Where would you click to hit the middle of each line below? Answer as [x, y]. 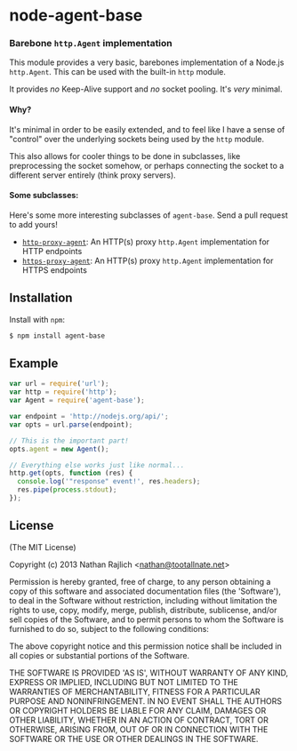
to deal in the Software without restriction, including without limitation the [143, 600]
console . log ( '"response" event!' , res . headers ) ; [109, 482]
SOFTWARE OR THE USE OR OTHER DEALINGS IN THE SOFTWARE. [134, 739]
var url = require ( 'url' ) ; [59, 384]
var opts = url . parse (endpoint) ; [71, 424]
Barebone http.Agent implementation [91, 44]
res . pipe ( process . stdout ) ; [67, 490]
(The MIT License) [43, 547]
